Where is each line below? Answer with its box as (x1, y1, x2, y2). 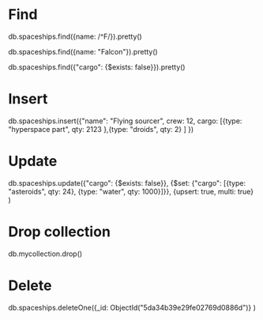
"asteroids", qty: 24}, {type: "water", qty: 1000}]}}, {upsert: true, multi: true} (8, 186, 254, 196)
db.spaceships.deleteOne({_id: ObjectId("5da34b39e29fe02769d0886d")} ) (8, 303, 257, 312)
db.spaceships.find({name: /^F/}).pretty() (8, 32, 142, 41)
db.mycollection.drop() (8, 249, 83, 258)
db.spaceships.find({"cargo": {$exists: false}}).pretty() (8, 62, 186, 72)
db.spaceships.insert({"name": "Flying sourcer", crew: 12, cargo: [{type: (8, 116, 242, 126)
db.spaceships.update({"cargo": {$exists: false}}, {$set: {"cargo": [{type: (8, 178, 246, 187)
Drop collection (8, 223, 111, 240)
